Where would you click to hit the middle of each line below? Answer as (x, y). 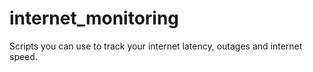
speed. (23, 56)
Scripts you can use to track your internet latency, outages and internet (156, 46)
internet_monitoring (94, 18)
